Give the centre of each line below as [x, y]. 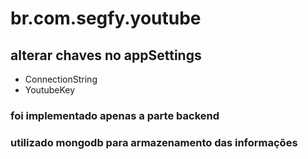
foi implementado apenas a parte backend [115, 115]
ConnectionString [61, 79]
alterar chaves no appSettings [106, 55]
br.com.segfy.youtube [106, 18]
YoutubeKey [50, 90]
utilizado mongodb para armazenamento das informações [154, 142]
